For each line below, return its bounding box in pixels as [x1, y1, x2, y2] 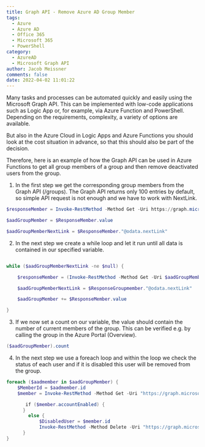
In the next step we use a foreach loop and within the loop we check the [15, 354, 196, 361]
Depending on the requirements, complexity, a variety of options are [6, 114, 178, 121]
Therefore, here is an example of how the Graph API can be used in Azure [6, 157, 192, 164]
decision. [6, 145, 29, 152]
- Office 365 [12, 32, 45, 38]
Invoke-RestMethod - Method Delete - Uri [38, 424, 140, 430]
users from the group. [6, 169, 62, 177]
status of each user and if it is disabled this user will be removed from [15, 361, 191, 368]
